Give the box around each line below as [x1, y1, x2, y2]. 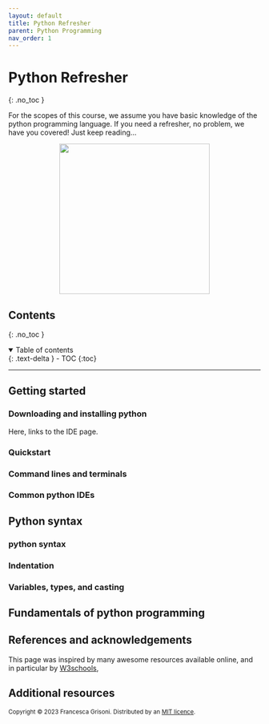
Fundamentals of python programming [8, 606, 206, 620]
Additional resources [8, 686, 115, 700]
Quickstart [8, 447, 51, 458]
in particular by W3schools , [8, 663, 99, 673]
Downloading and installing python [8, 408, 147, 419]
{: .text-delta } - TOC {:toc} [8, 354, 98, 363]
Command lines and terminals [8, 468, 127, 479]
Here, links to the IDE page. [8, 427, 98, 436]
